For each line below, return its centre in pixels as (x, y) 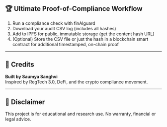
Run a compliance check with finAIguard (54, 23)
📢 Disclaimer (25, 102)
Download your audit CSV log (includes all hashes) (64, 28)
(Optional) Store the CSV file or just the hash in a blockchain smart (80, 39)
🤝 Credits (20, 65)
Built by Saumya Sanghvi (32, 76)
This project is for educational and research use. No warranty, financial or (81, 114)
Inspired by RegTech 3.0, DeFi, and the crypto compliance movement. (77, 82)
